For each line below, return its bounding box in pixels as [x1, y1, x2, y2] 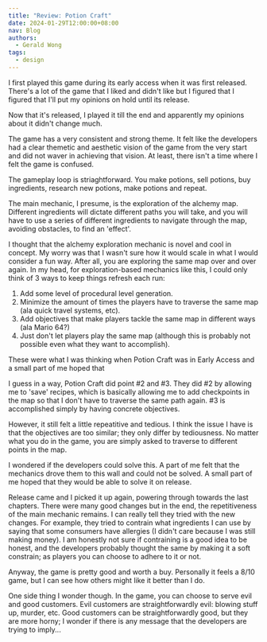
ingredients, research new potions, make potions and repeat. [8, 183, 207, 193]
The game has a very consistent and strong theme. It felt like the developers [8, 134, 258, 143]
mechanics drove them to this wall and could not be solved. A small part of [8, 469, 253, 478]
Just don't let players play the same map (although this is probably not [19, 331, 251, 340]
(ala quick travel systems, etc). [19, 305, 121, 315]
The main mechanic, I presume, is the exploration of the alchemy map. [8, 198, 238, 208]
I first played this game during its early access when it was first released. [8, 77, 248, 88]
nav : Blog [8, 26, 41, 34]
